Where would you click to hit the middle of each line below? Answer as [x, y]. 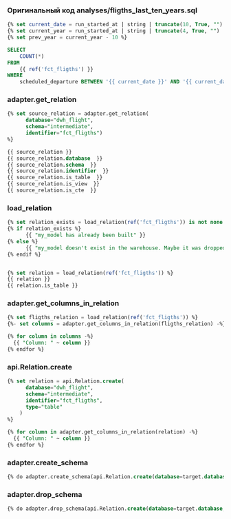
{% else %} [23, 241]
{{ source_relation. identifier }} [58, 171]
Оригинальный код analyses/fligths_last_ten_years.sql [102, 10]
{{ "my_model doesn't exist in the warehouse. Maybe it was [113, 248]
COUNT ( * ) [32, 56]
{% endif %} [24, 254]
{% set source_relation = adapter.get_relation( [78, 114]
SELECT [16, 50]
